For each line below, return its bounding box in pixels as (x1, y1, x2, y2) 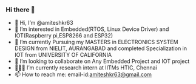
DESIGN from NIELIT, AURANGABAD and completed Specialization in (14, 45, 188, 52)
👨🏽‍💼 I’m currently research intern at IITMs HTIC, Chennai (14, 64, 157, 71)
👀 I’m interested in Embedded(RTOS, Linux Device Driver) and (14, 25, 169, 33)
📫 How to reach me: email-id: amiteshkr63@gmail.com (14, 71, 152, 78)
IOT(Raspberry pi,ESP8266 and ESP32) (14, 32, 113, 39)
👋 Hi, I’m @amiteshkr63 (14, 19, 73, 27)
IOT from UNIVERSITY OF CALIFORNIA (14, 51, 112, 59)
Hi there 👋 (5, 5, 36, 14)
